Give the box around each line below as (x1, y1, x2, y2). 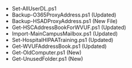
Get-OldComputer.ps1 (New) (11, 49, 82, 56)
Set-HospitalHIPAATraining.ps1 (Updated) (11, 37, 114, 43)
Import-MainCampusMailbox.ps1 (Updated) (11, 30, 118, 37)
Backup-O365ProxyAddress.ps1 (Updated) (11, 11, 117, 18)
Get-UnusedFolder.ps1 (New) (11, 56, 83, 62)
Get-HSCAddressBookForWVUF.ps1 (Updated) (11, 24, 127, 31)
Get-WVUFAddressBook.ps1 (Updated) (11, 43, 107, 50)
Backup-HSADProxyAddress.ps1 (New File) (11, 18, 118, 24)
